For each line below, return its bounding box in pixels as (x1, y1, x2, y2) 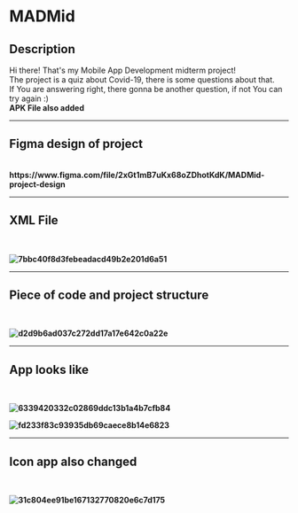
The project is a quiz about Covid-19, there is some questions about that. (9, 74, 275, 85)
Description (9, 42, 75, 57)
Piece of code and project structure (9, 288, 209, 303)
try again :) (9, 93, 49, 104)
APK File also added (9, 103, 84, 113)
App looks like (9, 361, 90, 377)
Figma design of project (9, 136, 144, 152)
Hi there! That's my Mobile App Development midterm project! (9, 65, 237, 75)
